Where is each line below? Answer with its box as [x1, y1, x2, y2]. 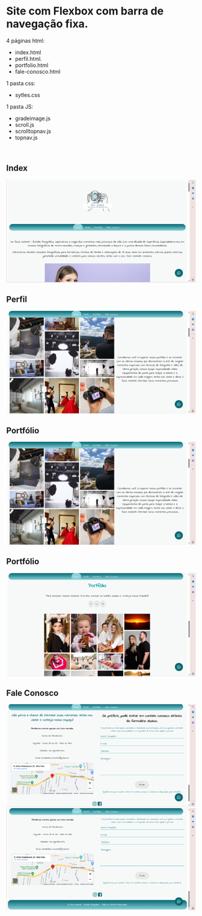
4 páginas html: [6, 37, 45, 44]
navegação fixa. [6, 17, 88, 31]
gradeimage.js [14, 115, 51, 122]
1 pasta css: [6, 80, 35, 87]
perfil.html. [14, 55, 42, 62]
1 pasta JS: [6, 103, 34, 110]
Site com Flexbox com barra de [6, 4, 164, 18]
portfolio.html [14, 62, 49, 69]
